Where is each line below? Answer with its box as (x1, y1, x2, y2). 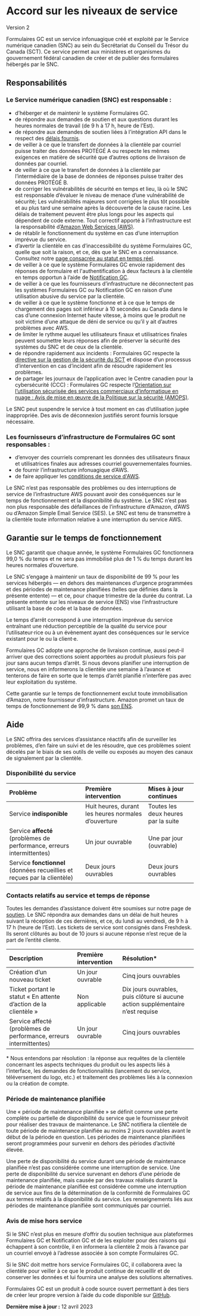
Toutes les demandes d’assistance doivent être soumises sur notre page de (6, 905, 192, 912)
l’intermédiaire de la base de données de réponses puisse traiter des (14, 173, 183, 180)
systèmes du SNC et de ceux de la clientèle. (14, 343, 123, 350)
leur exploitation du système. (6, 678, 77, 685)
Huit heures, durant (85, 802, 139, 810)
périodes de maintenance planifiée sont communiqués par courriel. (6, 1202, 171, 1209)
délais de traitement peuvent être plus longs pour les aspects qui (14, 210, 174, 218)
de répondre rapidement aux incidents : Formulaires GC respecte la (14, 349, 180, 356)
